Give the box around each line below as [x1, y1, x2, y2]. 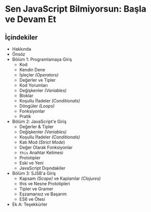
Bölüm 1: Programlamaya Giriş [12, 57, 72, 62]
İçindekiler [5, 33, 38, 41]
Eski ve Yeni [19, 160, 44, 166]
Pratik [19, 114, 32, 119]
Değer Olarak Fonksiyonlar [19, 145, 73, 150]
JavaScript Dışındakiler [19, 165, 66, 171]
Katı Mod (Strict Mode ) [19, 139, 66, 145]
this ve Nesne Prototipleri [19, 181, 70, 186]
